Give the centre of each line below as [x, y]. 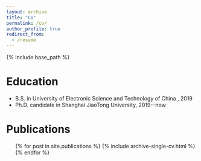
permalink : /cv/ [27, 23]
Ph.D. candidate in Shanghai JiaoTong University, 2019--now [90, 105]
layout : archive [27, 12]
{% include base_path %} [38, 57]
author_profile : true [33, 29]
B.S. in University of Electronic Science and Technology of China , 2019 [104, 98]
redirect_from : [25, 34]
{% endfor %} [32, 153]
